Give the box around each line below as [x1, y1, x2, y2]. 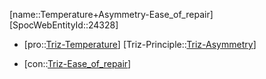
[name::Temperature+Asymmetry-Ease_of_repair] [9, 9, 214, 20]
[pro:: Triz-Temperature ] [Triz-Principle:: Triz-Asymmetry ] [23, 39, 257, 50]
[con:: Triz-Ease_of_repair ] [23, 58, 132, 69]
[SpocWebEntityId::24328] [9, 19, 119, 31]
